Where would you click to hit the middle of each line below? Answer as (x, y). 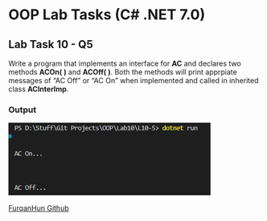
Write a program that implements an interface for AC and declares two (125, 63)
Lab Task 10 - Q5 (51, 44)
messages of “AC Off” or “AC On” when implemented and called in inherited (133, 80)
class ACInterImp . (39, 89)
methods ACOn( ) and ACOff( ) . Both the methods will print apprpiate (123, 72)
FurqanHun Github (39, 208)
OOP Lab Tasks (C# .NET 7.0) (107, 15)
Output (23, 110)
